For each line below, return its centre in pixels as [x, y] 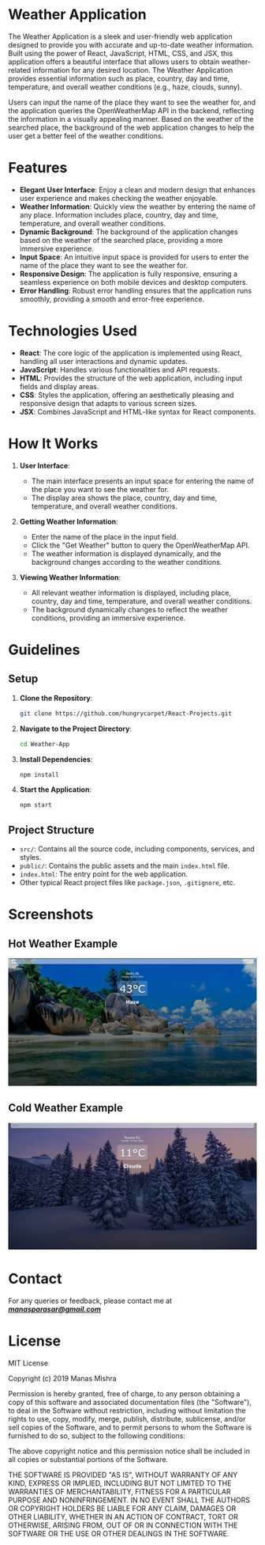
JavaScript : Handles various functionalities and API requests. [119, 369]
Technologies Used [73, 331]
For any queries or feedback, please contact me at [90, 1301]
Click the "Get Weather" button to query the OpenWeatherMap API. [140, 545]
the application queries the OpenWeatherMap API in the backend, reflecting [131, 110]
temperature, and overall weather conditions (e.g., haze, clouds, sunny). [125, 87]
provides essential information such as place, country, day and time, [119, 78]
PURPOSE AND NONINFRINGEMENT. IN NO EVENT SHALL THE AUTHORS [129, 1500]
